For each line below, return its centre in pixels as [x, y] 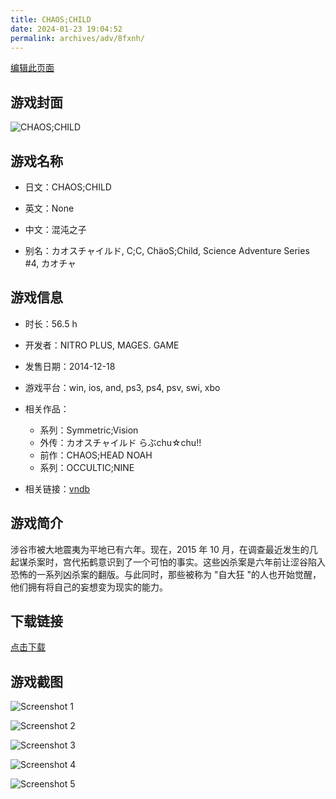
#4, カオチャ [50, 263]
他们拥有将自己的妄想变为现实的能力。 [89, 587]
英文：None [49, 208]
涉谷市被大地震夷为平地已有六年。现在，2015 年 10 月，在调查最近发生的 [160, 549]
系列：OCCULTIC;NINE [87, 467]
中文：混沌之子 [55, 229]
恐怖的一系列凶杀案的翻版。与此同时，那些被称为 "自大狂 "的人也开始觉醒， [166, 574]
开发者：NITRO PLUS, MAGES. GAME [102, 345]
